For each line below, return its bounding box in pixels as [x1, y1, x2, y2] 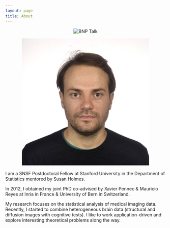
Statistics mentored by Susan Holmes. [5, 176, 86, 182]
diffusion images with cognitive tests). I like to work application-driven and [5, 211, 162, 218]
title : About [5, 13, 33, 19]
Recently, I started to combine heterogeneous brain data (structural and [5, 206, 156, 212]
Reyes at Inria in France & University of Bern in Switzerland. [5, 191, 130, 197]
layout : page [5, 8, 33, 13]
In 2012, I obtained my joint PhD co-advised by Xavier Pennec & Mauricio [5, 185, 158, 191]
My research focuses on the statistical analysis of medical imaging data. [5, 201, 157, 207]
